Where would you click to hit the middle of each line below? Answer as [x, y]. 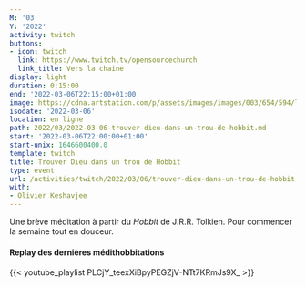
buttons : [26, 43]
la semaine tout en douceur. [61, 231]
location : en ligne [46, 119]
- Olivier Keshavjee [49, 196]
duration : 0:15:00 [44, 86]
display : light [38, 77]
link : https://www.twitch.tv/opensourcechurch [107, 60]
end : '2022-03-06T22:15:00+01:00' [75, 94]
